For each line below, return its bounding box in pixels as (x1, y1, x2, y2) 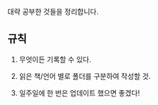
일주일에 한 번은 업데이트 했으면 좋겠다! (18, 88, 141, 97)
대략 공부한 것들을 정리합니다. (7, 7, 99, 16)
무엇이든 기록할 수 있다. (18, 54, 92, 64)
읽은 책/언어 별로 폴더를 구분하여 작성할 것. (18, 71, 152, 81)
